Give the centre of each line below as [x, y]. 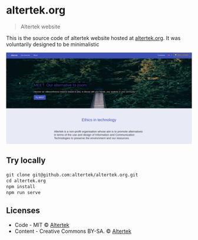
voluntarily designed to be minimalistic [53, 44]
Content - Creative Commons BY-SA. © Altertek [73, 231]
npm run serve [24, 192]
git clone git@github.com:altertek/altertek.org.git [72, 175]
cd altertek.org [26, 180]
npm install [21, 186]
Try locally [26, 161]
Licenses [23, 211]
